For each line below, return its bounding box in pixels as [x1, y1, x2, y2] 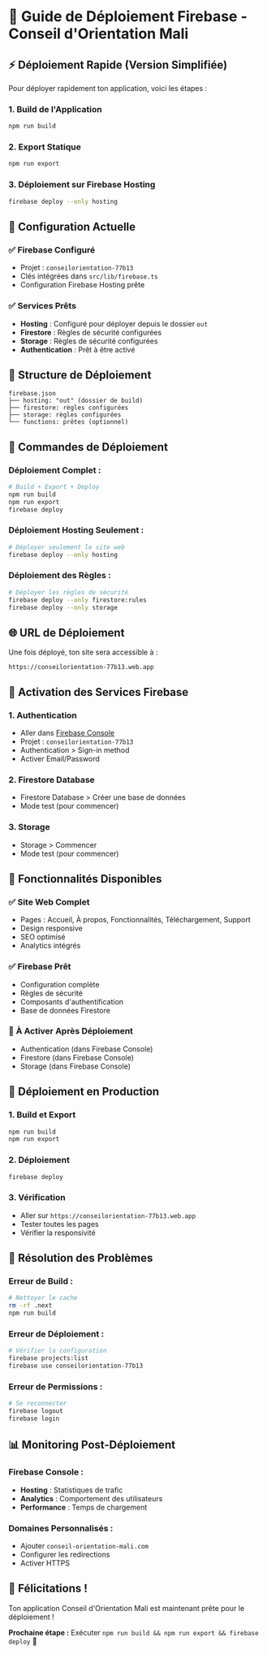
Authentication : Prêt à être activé [19, 344, 136, 354]
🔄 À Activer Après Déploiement [8, 1026, 134, 1037]
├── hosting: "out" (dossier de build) [8, 397, 144, 405]
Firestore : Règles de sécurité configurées [19, 327, 162, 337]
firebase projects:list [8, 1354, 89, 1362]
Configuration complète [19, 979, 100, 989]
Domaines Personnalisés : [8, 1522, 114, 1534]
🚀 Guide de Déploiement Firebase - [8, 7, 248, 26]
